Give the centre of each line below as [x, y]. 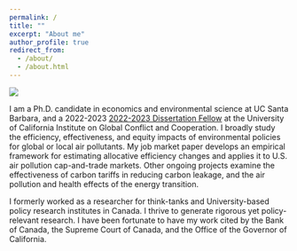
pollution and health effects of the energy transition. [104, 184]
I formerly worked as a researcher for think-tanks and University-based [140, 201]
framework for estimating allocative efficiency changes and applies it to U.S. [148, 155]
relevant [24, 220]
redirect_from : [37, 51]
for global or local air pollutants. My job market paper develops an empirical [147, 146]
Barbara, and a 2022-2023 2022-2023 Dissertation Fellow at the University [147, 118]
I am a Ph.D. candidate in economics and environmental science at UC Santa [149, 108]
